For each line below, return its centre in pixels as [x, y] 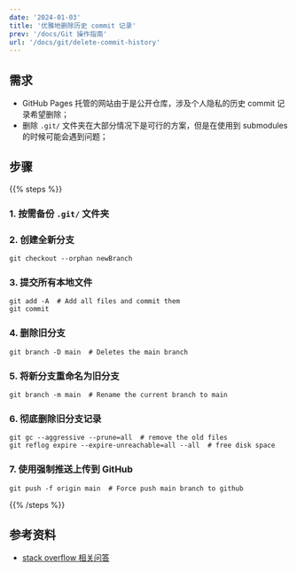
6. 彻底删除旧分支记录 [55, 418]
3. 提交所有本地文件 [51, 283]
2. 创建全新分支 [42, 239]
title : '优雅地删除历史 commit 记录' [73, 26]
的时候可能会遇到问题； [65, 137]
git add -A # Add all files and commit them [94, 301]
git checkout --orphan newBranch [71, 259]
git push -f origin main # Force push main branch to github [126, 489]
